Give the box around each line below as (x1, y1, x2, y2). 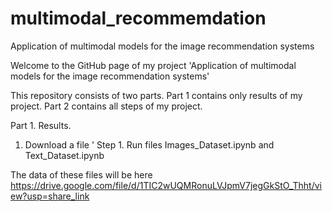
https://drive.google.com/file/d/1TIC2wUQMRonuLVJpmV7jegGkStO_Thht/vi (10, 179, 322, 191)
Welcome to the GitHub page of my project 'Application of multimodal (10, 59, 297, 71)
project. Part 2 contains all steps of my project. (10, 100, 203, 112)
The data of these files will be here (10, 168, 153, 181)
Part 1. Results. (10, 119, 72, 131)
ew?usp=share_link (10, 190, 90, 202)
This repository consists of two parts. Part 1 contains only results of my (10, 89, 303, 101)
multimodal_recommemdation (10, 7, 267, 30)
